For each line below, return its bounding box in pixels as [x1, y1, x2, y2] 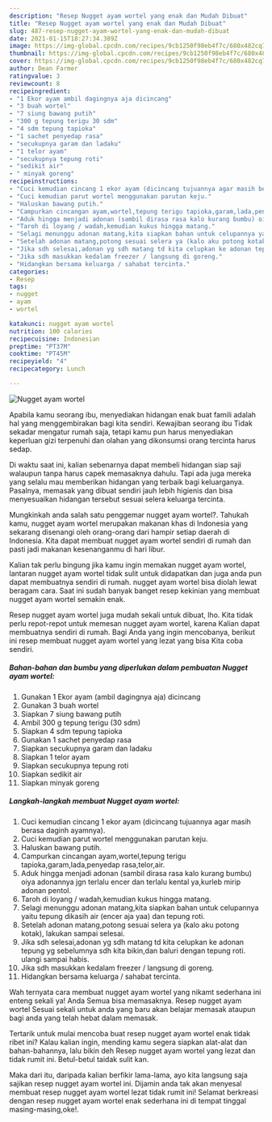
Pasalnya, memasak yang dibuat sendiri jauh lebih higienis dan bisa [9, 485, 233, 495]
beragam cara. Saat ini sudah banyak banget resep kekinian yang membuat [9, 586, 261, 595]
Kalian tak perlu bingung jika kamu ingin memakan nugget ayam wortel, [9, 560, 247, 569]
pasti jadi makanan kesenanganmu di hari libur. [9, 544, 165, 554]
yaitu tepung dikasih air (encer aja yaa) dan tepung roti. [20, 911, 205, 921]
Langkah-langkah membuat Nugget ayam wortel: [9, 796, 180, 806]
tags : [9, 282, 27, 291]
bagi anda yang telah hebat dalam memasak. [9, 1013, 158, 1023]
